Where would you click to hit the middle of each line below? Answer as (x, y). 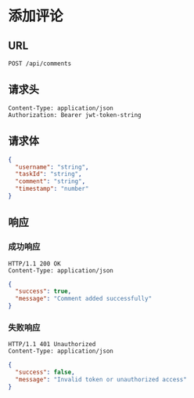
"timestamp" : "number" (52, 189)
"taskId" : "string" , (48, 174)
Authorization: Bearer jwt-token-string (75, 115)
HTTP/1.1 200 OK (34, 264)
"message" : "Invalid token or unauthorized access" (101, 380)
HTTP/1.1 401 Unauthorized (52, 345)
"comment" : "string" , (50, 181)
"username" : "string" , (52, 167)
